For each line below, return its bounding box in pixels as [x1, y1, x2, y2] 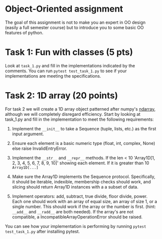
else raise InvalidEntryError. [12, 145, 67, 151]
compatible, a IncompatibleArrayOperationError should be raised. [12, 214, 143, 220]
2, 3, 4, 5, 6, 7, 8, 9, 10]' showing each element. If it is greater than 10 [12, 160, 149, 166]
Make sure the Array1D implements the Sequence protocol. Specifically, [12, 174, 156, 179]
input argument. [12, 131, 44, 137]
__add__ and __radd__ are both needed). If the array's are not [12, 208, 134, 214]
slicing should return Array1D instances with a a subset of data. [12, 184, 139, 190]
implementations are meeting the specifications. [5, 73, 101, 79]
